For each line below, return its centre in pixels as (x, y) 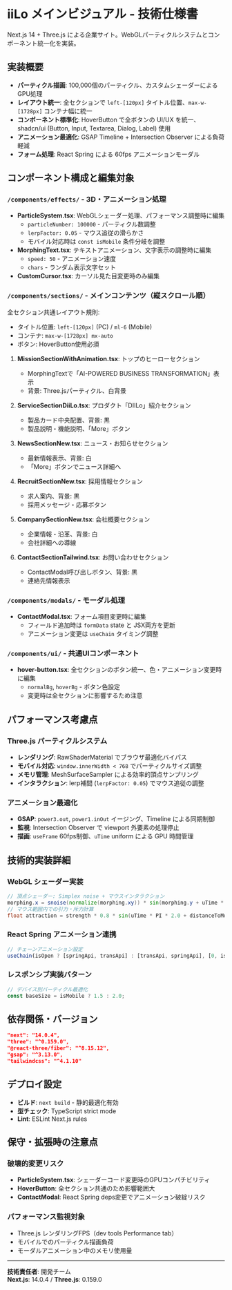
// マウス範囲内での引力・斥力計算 (50, 909)
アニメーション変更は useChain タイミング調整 (93, 634)
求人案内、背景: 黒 (54, 496)
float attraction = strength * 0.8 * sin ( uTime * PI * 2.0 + (97, 916)
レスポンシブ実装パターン (49, 974)
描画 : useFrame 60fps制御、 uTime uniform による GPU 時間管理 (105, 836)
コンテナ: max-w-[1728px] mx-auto (65, 335)
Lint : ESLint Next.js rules (52, 1119)
